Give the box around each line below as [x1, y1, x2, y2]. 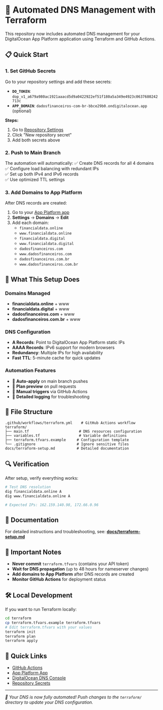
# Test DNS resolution [5, 485, 51, 490]
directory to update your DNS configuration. [5, 699, 94, 705]
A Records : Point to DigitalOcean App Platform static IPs [12, 340, 125, 346]
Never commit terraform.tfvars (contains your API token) [12, 561, 130, 567]
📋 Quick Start [5, 51, 49, 59]
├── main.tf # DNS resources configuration [5, 429, 142, 434]
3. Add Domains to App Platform [5, 189, 82, 196]
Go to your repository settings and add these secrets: [5, 79, 112, 85]
